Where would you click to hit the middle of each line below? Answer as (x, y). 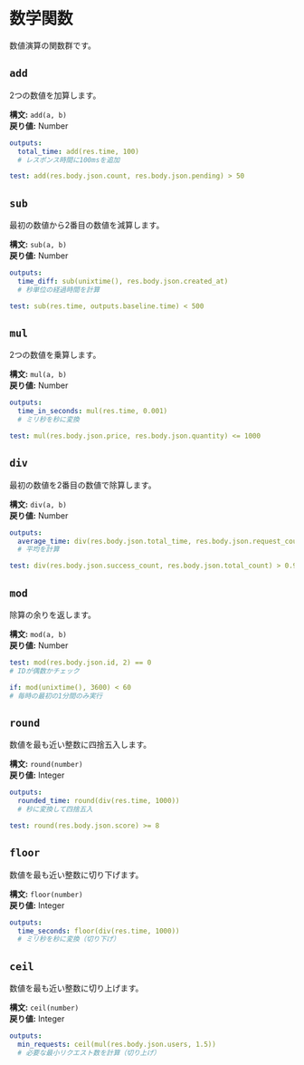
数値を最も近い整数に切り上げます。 (76, 988)
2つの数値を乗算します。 (55, 355)
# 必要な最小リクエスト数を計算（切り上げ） (89, 1052)
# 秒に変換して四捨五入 (55, 809)
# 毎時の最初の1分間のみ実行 (56, 696)
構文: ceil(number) (44, 1008)
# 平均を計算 (39, 549)
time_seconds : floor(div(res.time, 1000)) (99, 931)
